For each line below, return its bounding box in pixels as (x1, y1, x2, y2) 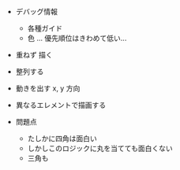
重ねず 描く (15, 50, 53, 59)
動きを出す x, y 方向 (15, 83, 81, 93)
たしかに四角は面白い (27, 134, 97, 143)
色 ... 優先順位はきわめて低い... (27, 34, 127, 42)
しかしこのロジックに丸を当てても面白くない (27, 144, 173, 153)
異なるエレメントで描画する (15, 101, 107, 109)
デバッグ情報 (15, 7, 58, 16)
